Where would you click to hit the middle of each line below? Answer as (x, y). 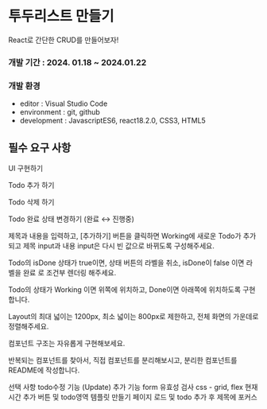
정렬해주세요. (29, 326)
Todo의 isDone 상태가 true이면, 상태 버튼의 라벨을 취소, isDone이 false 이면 (126, 263)
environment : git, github (60, 112)
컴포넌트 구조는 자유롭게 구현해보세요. (67, 343)
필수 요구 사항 (40, 148)
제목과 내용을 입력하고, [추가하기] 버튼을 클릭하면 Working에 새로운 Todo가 (125, 236)
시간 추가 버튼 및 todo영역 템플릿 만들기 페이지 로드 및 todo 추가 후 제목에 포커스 (133, 397)
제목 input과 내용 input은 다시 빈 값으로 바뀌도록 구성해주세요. (118, 245)
